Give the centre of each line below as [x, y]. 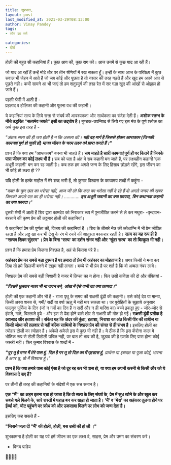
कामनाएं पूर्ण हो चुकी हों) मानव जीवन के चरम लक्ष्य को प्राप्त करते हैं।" [59, 143]
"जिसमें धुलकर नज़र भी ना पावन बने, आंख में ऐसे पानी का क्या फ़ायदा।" [61, 286]
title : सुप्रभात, [19, 10]
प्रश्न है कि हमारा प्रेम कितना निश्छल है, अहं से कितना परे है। [52, 250]
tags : [11, 29]
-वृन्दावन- [153, 212]
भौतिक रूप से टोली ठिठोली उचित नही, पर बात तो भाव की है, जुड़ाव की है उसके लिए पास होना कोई [82, 336]
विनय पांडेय [22, 447]
